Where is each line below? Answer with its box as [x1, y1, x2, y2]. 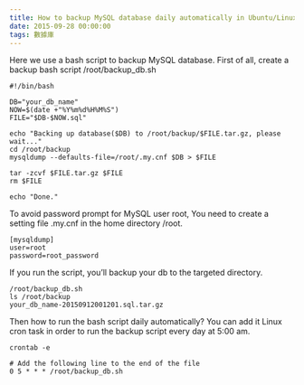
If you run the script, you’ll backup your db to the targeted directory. [9, 268, 263, 278]
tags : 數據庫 [9, 30, 54, 39]
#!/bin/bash [9, 82, 54, 91]
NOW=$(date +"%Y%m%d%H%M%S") [9, 106, 119, 115]
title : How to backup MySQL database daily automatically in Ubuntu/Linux [9, 13, 298, 23]
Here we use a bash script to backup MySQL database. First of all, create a [9, 55, 290, 66]
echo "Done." [9, 192, 59, 202]
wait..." [9, 137, 43, 146]
